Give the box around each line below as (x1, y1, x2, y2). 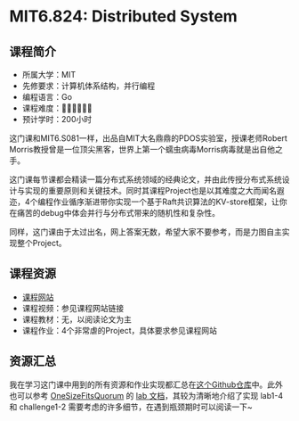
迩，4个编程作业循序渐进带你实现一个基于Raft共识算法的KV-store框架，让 (9, 196, 280, 207)
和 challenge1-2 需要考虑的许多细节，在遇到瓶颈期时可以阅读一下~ (9, 401, 253, 412)
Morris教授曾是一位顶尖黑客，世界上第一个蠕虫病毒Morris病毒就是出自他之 (9, 144, 283, 154)
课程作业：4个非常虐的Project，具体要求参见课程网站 (21, 325, 218, 335)
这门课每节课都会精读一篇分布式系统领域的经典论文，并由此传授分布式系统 (9, 174, 282, 185)
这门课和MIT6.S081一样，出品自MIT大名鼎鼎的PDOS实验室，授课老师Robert (9, 133, 287, 144)
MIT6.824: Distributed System (9, 6, 238, 27)
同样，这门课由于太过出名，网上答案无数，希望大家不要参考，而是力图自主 (9, 227, 282, 237)
